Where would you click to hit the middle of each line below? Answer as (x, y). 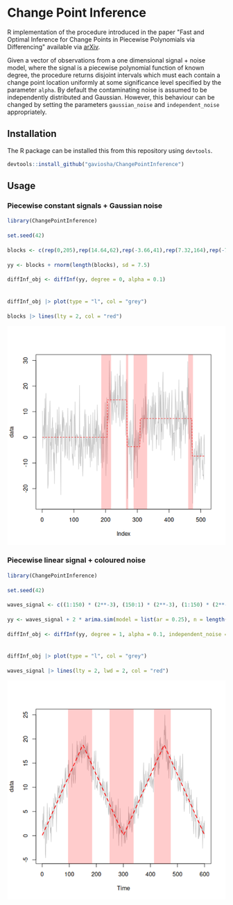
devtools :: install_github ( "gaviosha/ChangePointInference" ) (96, 164)
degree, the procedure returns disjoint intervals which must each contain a (114, 75)
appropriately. (27, 112)
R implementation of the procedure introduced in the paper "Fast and (106, 32)
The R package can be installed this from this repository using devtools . (110, 150)
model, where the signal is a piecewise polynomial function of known (106, 67)
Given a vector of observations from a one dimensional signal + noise (106, 60)
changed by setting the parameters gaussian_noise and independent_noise (113, 104)
